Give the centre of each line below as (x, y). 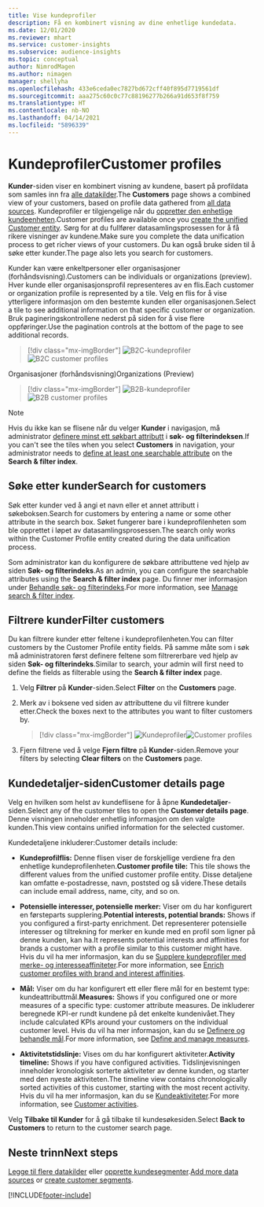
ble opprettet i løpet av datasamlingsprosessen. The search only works (122, 530)
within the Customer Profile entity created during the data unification (119, 538)
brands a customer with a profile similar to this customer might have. (130, 948)
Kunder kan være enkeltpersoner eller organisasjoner (94, 268)
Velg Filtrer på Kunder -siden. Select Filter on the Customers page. (128, 688)
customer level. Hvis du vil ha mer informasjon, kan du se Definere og (132, 1031)
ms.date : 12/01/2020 (42, 30)
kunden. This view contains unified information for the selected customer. (126, 828)
